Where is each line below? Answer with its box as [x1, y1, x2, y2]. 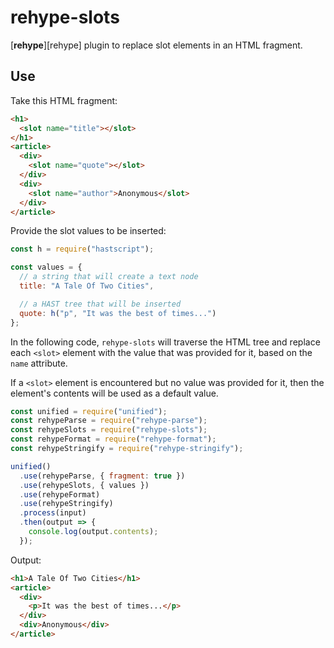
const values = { [10, 262, 83, 273]
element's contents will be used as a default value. [10, 387, 219, 399]
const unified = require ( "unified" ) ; [10, 406, 168, 416]
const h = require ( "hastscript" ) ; [10, 244, 155, 255]
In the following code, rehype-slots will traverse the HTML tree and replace [10, 336, 321, 348]
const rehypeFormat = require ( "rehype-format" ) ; [10, 434, 217, 445]
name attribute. [10, 357, 68, 369]
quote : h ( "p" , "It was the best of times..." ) [19, 308, 217, 318]
